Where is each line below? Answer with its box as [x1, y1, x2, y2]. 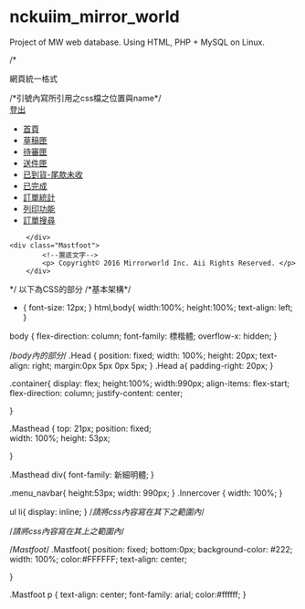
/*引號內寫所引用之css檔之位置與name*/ [9, 92, 162, 103]
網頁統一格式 [9, 73, 58, 84]
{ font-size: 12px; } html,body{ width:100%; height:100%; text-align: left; [22, 301, 294, 312]
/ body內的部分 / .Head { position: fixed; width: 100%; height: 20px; [9, 350, 258, 361]
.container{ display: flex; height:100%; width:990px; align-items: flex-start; [9, 377, 290, 389]
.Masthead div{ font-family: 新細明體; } [9, 468, 155, 480]
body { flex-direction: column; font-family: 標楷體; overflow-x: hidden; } [9, 331, 278, 341]
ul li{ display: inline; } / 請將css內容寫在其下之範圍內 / [9, 506, 205, 517]
